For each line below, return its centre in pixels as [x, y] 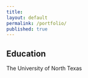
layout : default [27, 18]
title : [15, 12]
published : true [27, 29]
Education [26, 53]
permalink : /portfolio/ [37, 23]
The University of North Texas [44, 68]
